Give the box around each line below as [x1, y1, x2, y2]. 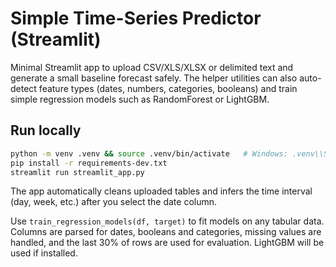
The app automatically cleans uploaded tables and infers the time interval [10, 185, 313, 197]
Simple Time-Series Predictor [10, 7, 262, 30]
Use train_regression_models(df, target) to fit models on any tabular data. [10, 215, 325, 227]
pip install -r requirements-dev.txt [10, 158, 168, 168]
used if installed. [10, 247, 78, 259]
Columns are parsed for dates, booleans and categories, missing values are [10, 226, 322, 238]
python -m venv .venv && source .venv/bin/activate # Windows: [10, 148, 288, 159]
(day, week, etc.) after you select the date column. [10, 196, 218, 208]
